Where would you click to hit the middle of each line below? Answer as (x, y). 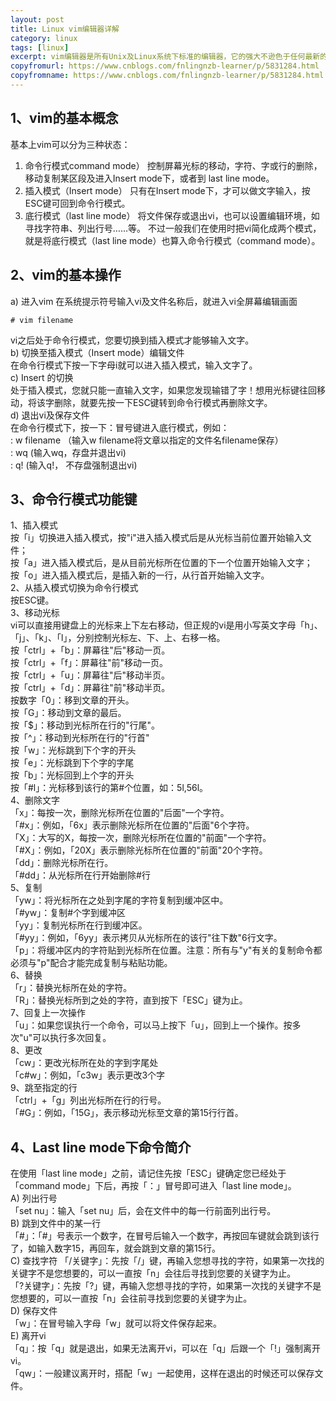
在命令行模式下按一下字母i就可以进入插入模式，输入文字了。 (134, 365)
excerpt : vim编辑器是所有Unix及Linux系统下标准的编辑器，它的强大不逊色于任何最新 (165, 57)
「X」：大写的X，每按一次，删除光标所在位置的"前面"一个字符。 (141, 838)
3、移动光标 (35, 613)
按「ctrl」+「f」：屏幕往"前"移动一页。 (89, 663)
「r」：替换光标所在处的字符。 (71, 988)
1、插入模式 (34, 525)
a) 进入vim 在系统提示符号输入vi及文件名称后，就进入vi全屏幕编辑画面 (154, 301)
